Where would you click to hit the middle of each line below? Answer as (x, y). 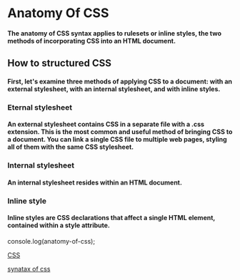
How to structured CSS (60, 63)
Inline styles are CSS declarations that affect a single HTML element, (111, 218)
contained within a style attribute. (59, 225)
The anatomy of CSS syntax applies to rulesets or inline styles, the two (115, 33)
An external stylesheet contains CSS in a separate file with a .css (106, 124)
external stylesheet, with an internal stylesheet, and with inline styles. (114, 89)
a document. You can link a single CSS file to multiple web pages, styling (117, 140)
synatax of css (29, 269)
